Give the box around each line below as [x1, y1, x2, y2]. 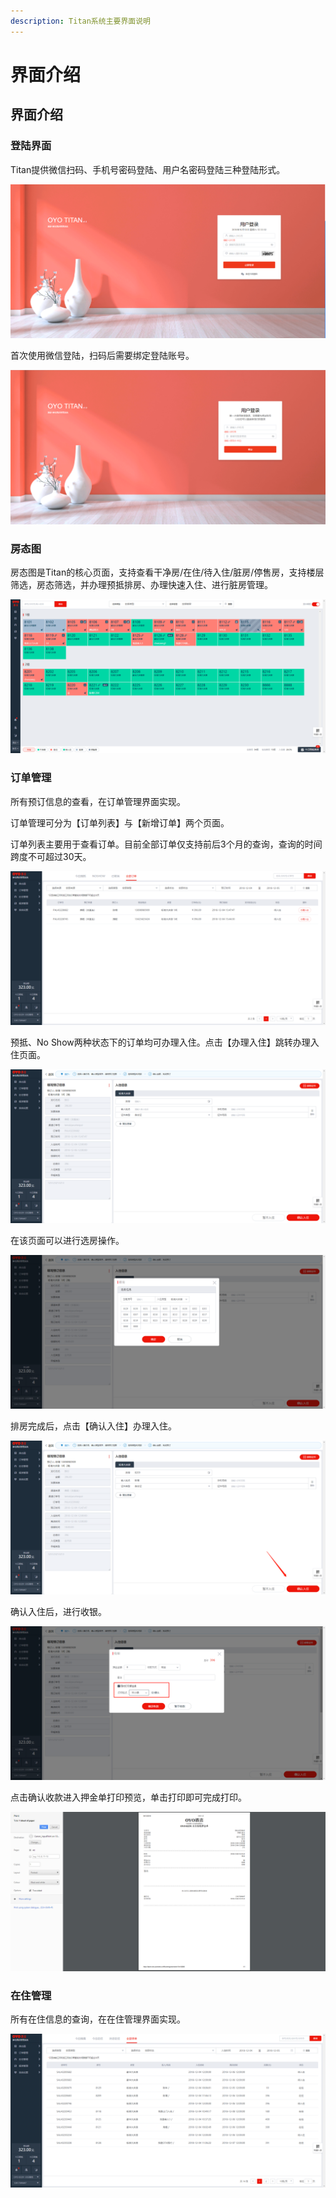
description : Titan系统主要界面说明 [10, 16, 151, 26]
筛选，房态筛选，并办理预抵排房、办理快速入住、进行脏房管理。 [10, 579, 273, 591]
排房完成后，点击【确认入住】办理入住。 [10, 1420, 177, 1432]
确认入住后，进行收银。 [10, 1605, 107, 1617]
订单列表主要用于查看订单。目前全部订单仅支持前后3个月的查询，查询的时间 [10, 838, 323, 850]
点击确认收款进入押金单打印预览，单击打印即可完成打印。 [10, 1791, 247, 1804]
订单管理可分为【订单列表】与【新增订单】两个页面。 [10, 816, 230, 829]
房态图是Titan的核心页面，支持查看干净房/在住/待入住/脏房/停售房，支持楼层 [10, 566, 325, 579]
